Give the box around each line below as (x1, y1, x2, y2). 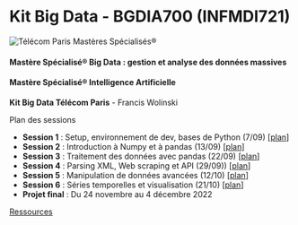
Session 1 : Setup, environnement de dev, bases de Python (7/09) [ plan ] (22, 132, 290, 143)
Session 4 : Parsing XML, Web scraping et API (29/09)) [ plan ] (22, 160, 251, 171)
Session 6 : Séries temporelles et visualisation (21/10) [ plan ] (22, 179, 244, 190)
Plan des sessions (9, 114, 76, 125)
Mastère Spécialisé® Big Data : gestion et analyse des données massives (9, 56, 287, 67)
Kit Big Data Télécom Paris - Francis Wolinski (9, 97, 178, 108)
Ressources (9, 206, 54, 217)
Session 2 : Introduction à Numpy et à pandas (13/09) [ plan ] (22, 141, 245, 151)
